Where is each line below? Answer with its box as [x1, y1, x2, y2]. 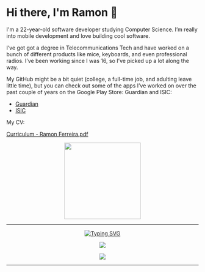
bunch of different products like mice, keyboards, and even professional [6, 50, 187, 57]
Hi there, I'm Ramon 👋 [6, 6, 118, 20]
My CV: [6, 119, 25, 126]
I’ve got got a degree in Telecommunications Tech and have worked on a [6, 44, 189, 51]
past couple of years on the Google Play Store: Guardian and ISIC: [6, 88, 172, 95]
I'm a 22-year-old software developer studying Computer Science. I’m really [6, 26, 198, 33]
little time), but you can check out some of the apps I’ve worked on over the [6, 82, 196, 89]
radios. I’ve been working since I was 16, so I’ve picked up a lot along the [6, 57, 189, 64]
